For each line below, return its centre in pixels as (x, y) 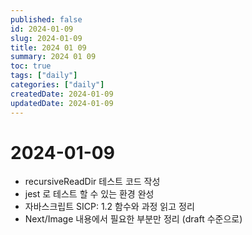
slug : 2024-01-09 (46, 38)
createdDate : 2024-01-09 (62, 94)
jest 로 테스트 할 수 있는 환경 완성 (89, 194)
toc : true (31, 66)
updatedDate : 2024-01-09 (62, 103)
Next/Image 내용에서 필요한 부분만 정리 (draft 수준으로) (133, 219)
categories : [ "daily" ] (57, 85)
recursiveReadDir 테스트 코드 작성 (92, 182)
